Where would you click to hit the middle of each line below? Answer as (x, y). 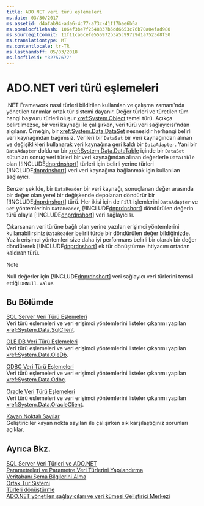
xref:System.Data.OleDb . (38, 355)
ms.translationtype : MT (37, 40)
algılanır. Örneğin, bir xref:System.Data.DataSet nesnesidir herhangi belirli (99, 131)
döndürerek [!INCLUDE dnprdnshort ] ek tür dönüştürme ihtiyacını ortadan (98, 246)
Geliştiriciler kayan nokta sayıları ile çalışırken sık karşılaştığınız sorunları (97, 423)
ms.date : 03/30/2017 (33, 18)
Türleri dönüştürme (31, 490)
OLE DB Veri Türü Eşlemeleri (42, 342)
